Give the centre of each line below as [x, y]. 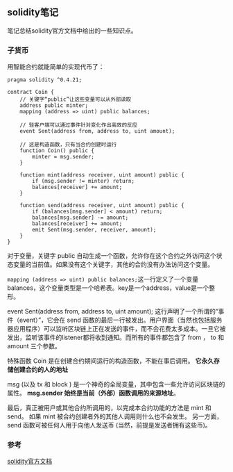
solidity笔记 [33, 13]
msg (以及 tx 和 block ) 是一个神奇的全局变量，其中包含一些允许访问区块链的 [116, 384]
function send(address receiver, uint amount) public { [102, 206]
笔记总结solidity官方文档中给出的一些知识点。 [72, 31]
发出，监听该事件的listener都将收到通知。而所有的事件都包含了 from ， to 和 [115, 337]
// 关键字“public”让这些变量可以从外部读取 [76, 99]
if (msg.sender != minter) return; [84, 181]
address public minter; [54, 106]
